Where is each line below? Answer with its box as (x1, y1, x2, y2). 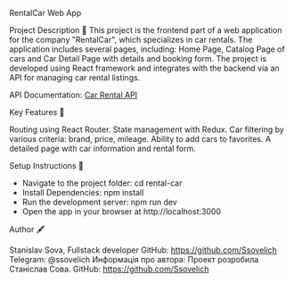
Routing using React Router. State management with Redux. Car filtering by (9, 124, 285, 135)
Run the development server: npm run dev (21, 196, 178, 207)
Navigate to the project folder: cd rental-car (21, 178, 183, 188)
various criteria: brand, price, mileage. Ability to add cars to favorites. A (9, 134, 272, 144)
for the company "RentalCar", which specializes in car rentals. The (9, 35, 253, 45)
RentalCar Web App (9, 8, 82, 18)
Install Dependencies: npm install (21, 187, 144, 197)
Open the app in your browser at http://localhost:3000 (21, 206, 221, 217)
